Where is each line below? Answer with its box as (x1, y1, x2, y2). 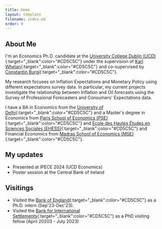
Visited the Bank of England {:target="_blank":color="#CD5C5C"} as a (12, 197, 156, 203)
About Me (5, 39, 36, 48)
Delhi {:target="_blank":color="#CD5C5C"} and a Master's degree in (5, 109, 145, 115)
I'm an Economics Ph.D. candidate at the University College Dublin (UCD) (5, 53, 156, 59)
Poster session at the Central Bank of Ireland (12, 169, 105, 175)
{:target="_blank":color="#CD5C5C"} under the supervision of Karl (5, 58, 143, 64)
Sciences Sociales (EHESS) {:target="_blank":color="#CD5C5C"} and (5, 125, 147, 131)
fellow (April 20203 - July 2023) (12, 218, 79, 224)
